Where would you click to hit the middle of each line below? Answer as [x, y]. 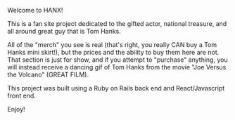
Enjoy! [17, 109]
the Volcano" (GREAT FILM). [48, 74]
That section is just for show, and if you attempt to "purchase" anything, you [118, 60]
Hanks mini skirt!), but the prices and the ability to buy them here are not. [113, 52]
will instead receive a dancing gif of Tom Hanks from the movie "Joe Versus [117, 67]
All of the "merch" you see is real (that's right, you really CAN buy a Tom [112, 45]
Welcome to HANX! [35, 10]
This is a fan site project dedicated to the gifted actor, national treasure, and [117, 24]
